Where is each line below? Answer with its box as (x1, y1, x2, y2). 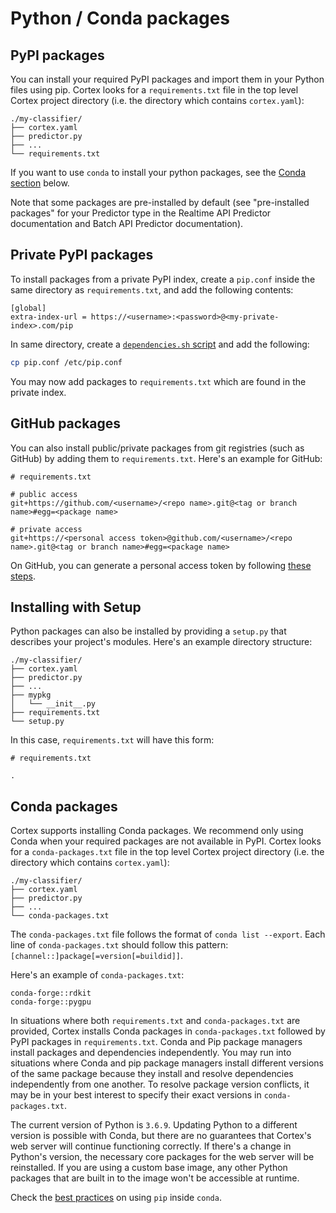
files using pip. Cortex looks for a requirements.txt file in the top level (10, 84, 299, 96)
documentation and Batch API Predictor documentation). (10, 218, 244, 229)
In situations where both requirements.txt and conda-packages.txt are (10, 1015, 301, 1027)
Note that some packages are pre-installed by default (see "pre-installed (10, 197, 310, 208)
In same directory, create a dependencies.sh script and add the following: (10, 338, 310, 350)
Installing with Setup (10, 598, 142, 616)
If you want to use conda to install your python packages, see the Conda (10, 167, 306, 178)
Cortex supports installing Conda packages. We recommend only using (10, 825, 304, 837)
